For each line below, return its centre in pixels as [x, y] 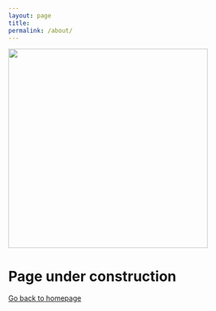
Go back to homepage [45, 298]
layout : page [30, 16]
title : [19, 23]
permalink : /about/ [41, 30]
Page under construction [92, 276]
